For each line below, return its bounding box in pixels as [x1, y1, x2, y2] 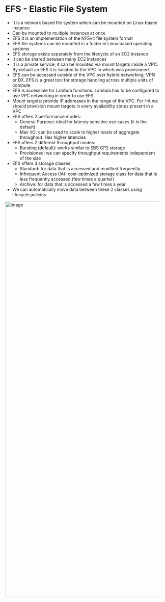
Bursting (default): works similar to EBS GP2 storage [19, 145, 125, 151]
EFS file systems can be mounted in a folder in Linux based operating [12, 40, 153, 46]
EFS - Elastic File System [5, 3, 108, 15]
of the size [19, 155, 41, 161]
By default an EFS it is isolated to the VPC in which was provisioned [12, 66, 149, 72]
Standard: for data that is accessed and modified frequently [19, 165, 141, 171]
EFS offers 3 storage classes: [12, 160, 72, 166]
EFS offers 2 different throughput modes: [12, 139, 96, 145]
